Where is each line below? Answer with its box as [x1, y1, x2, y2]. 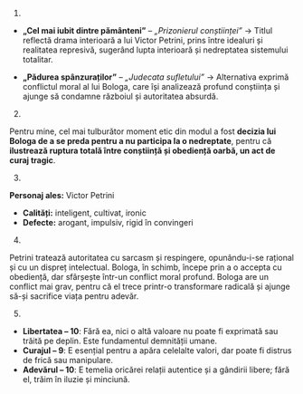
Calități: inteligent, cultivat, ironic [22, 207, 147, 218]
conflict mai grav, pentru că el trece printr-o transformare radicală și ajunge [9, 281, 291, 292]
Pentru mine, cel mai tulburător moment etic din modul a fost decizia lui [9, 126, 277, 137]
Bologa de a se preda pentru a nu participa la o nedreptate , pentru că [9, 136, 272, 146]
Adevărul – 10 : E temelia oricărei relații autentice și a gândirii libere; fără [22, 364, 290, 375]
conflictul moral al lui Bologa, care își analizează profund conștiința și [22, 82, 280, 91]
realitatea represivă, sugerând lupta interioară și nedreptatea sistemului [22, 44, 289, 55]
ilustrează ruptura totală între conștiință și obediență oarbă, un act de [9, 145, 276, 156]
